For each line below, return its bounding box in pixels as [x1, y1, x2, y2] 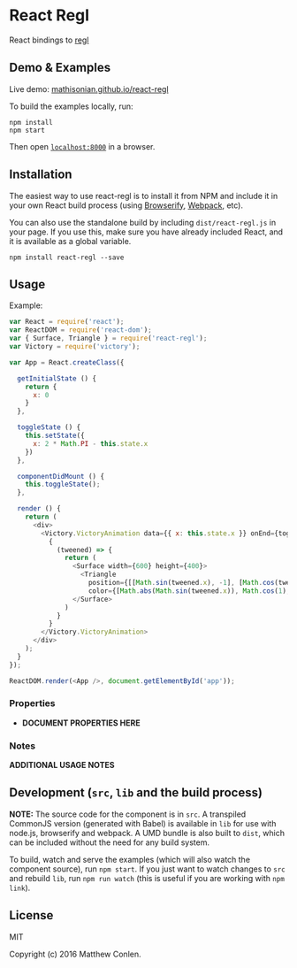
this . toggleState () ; [25, 480, 101, 489]
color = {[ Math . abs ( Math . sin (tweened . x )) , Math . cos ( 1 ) [88, 586, 287, 595]
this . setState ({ [25, 431, 86, 440]
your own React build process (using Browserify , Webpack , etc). [9, 200, 243, 211]
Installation [9, 167, 72, 182]
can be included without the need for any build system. [9, 837, 210, 848]
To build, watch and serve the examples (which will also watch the [9, 854, 250, 864]
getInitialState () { [17, 373, 97, 383]
